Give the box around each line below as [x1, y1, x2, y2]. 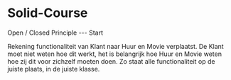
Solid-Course [7, 5, 88, 21]
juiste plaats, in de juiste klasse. [7, 64, 100, 73]
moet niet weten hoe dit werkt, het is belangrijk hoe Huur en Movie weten [7, 50, 222, 58]
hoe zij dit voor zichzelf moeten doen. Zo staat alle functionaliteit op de [7, 57, 215, 65]
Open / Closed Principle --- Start [7, 28, 103, 37]
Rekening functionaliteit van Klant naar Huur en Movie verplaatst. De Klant [7, 42, 224, 50]
